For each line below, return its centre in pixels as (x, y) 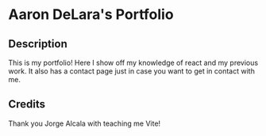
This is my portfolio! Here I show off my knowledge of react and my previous (133, 62)
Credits (27, 104)
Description (38, 44)
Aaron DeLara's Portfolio (91, 15)
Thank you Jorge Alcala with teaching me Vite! (85, 123)
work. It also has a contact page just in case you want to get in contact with (132, 71)
